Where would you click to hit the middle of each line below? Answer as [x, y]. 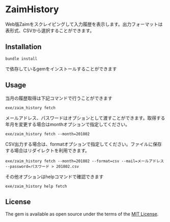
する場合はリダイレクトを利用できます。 [48, 150]
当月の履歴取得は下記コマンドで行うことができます [59, 98]
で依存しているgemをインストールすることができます [61, 69]
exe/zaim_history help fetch [36, 186]
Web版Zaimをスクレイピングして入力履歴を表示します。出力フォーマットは [84, 24]
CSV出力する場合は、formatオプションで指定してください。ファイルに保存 [83, 144]
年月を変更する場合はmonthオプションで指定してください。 [67, 124]
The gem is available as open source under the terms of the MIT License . [82, 214]
